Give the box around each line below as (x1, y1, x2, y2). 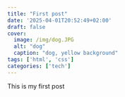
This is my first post (7, 82, 65, 90)
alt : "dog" (13, 43, 46, 50)
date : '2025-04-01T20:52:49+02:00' (7, 17, 112, 24)
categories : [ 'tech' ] (7, 63, 71, 70)
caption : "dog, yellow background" (13, 50, 119, 57)
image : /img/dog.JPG (13, 37, 74, 44)
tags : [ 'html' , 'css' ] (7, 56, 74, 63)
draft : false (7, 23, 46, 30)
